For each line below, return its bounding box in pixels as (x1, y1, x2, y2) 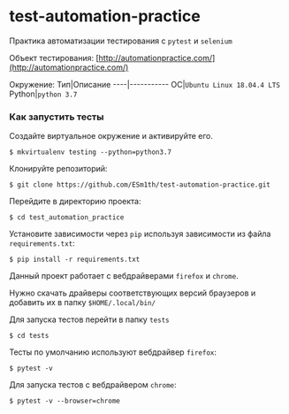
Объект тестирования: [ (9, 52, 99, 63)
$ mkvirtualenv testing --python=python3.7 (9, 148, 172, 157)
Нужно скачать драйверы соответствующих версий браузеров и (9, 287, 256, 298)
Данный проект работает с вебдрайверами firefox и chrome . (9, 271, 239, 281)
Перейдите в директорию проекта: (9, 196, 141, 207)
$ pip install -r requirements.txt (9, 255, 141, 264)
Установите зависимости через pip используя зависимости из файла (9, 228, 271, 240)
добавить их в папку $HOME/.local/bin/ (9, 297, 156, 308)
